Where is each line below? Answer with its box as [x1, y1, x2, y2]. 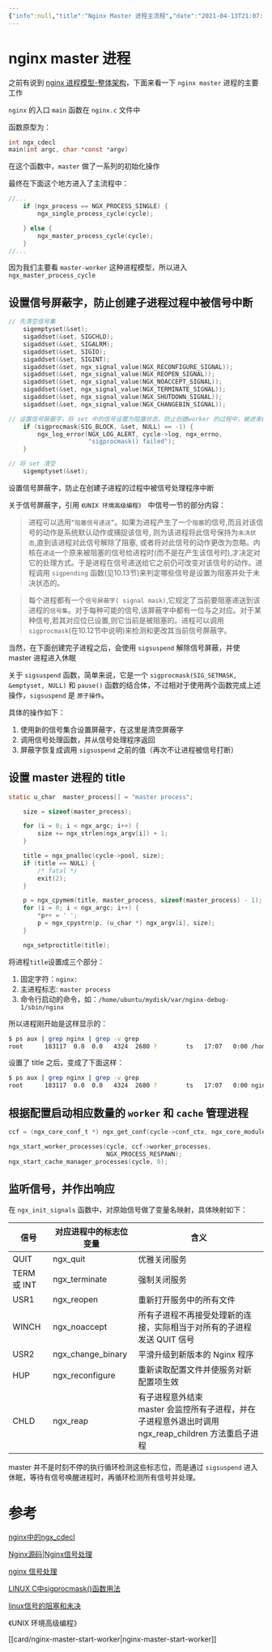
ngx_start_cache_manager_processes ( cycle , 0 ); [8, 1157, 168, 1166]
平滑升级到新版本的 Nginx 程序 [138, 1349, 254, 1361]
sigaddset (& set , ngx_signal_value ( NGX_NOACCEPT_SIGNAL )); [23, 378, 223, 386]
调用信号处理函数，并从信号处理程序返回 [19, 734, 155, 745]
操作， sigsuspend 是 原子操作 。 [8, 690, 109, 700]
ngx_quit [52, 1254, 86, 1265]
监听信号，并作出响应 [8, 1182, 115, 1195]
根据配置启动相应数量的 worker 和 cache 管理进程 [8, 1106, 249, 1119]
